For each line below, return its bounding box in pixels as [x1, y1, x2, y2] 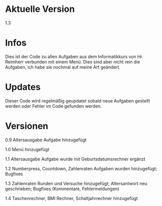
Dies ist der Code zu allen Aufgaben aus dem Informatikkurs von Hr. [5, 53, 144, 59]
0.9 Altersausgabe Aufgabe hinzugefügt [5, 137, 87, 143]
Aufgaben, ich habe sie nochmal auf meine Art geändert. [5, 64, 121, 70]
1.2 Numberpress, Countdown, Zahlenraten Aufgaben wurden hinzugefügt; [5, 165, 158, 171]
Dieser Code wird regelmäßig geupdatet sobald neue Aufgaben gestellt [5, 98, 150, 103]
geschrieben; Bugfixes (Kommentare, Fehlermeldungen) [5, 186, 120, 192]
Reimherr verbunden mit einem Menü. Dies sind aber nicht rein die [5, 58, 140, 65]
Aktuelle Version [5, 3, 75, 15]
